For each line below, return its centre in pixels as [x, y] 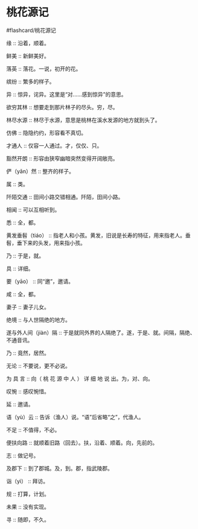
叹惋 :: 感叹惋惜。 [28, 391]
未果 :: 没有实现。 [28, 507]
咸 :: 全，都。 [23, 294]
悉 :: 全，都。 [23, 222]
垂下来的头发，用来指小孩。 [51, 242]
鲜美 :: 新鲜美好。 [28, 55]
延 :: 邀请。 [20, 404]
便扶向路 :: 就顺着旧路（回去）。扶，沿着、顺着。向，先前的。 [82, 442]
